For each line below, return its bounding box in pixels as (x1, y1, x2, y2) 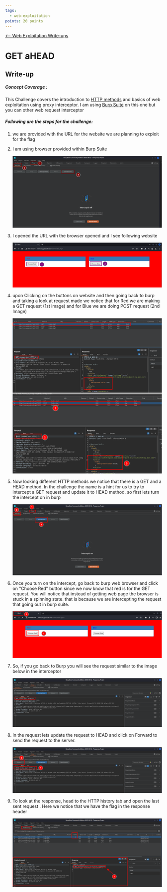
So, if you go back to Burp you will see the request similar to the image (12, 663, 158, 669)
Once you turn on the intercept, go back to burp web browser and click (12, 580, 158, 586)
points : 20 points (5, 18, 43, 23)
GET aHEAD (5, 50, 55, 62)
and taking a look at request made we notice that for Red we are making (12, 298, 160, 304)
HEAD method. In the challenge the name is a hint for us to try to (12, 483, 145, 490)
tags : (5, 8, 16, 13)
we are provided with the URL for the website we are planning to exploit (12, 131, 159, 137)
